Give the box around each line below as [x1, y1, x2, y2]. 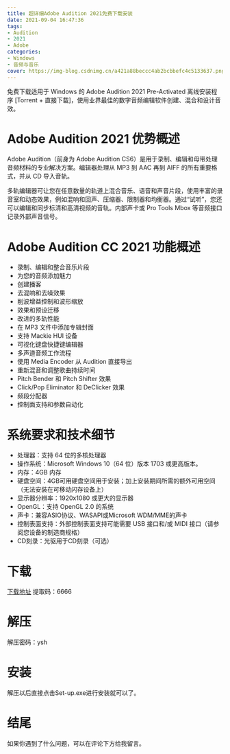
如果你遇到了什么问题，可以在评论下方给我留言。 [7, 740, 145, 748]
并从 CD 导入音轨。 [18, 172, 74, 181]
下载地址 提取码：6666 [7, 588, 72, 596]
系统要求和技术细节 [7, 427, 116, 443]
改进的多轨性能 [16, 315, 60, 323]
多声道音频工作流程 [16, 349, 72, 357]
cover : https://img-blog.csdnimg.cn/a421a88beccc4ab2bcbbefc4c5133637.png [7, 67, 225, 74]
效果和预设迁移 [16, 306, 60, 315]
